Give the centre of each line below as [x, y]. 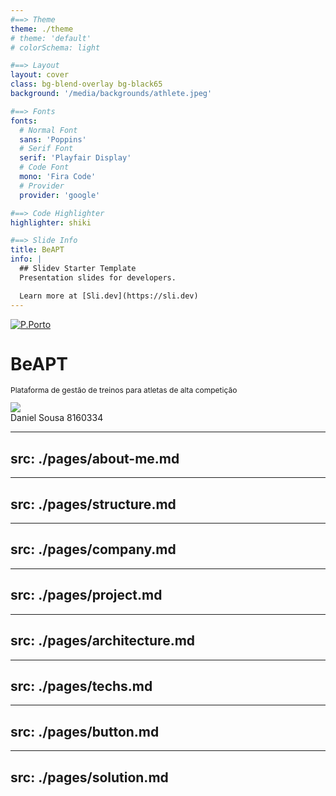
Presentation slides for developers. [98, 277]
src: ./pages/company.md [93, 549]
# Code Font [44, 167]
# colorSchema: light [55, 47]
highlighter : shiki [51, 222]
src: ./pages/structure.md [93, 504]
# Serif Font [46, 149]
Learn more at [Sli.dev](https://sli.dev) [109, 296]
